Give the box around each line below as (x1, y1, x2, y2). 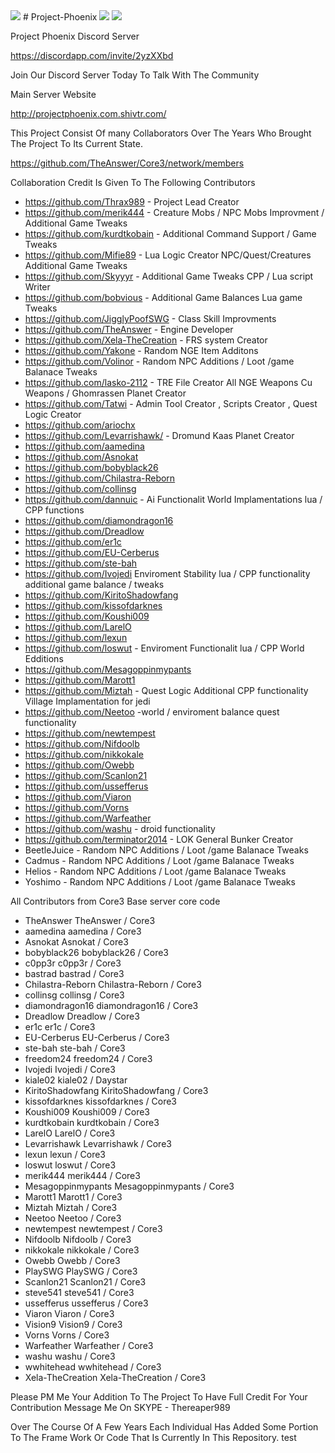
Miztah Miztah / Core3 (24, 1202, 118, 1213)
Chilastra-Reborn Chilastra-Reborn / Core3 (24, 979, 202, 990)
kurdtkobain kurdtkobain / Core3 (24, 1117, 160, 1128)
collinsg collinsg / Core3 (24, 989, 125, 1001)
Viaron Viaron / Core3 (24, 1308, 115, 1319)
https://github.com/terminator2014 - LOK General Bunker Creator (24, 834, 294, 845)
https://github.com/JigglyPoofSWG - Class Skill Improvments (24, 313, 277, 324)
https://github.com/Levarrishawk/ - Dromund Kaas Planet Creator (24, 430, 295, 441)
